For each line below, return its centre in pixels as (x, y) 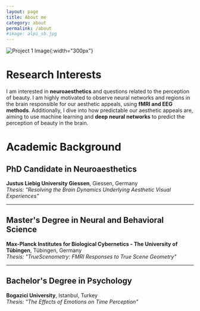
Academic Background (64, 147)
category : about (26, 23)
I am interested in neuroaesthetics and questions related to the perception (98, 91)
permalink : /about (29, 28)
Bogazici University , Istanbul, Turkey (52, 295)
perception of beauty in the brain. (47, 123)
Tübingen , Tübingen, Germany (44, 250)
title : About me (26, 17)
